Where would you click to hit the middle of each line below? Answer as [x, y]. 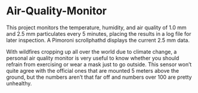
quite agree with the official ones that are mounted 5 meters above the [93, 70]
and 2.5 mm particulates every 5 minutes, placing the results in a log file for [99, 33]
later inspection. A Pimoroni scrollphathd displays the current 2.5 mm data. [98, 40]
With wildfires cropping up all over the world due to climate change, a [92, 51]
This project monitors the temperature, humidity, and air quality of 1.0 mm [96, 27]
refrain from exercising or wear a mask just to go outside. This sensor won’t [99, 64]
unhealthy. [19, 83]
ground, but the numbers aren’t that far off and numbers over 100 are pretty [99, 77]
